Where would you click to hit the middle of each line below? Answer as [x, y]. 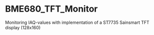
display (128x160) [23, 27]
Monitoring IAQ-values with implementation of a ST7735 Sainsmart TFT [77, 22]
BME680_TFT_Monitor [51, 9]
